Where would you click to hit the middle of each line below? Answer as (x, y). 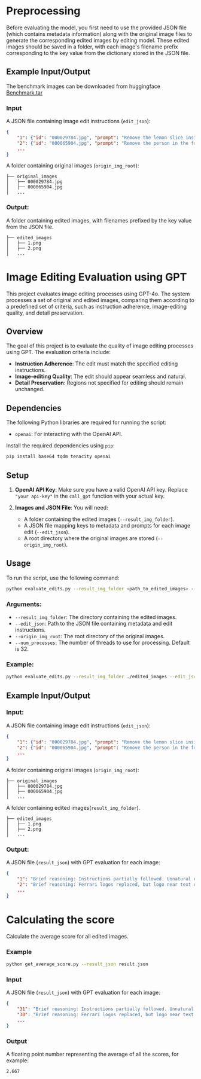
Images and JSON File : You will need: (62, 507)
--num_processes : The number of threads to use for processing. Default (102, 642)
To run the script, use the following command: (63, 578)
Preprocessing (43, 11)
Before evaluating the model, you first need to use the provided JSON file (97, 28)
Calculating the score (60, 920)
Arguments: (24, 604)
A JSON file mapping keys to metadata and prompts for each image (107, 525)
